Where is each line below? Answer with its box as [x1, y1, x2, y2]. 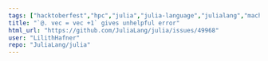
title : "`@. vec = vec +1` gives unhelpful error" [8, 19, 180, 27]
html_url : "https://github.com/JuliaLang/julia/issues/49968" [8, 26, 219, 34]
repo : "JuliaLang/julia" [8, 41, 91, 49]
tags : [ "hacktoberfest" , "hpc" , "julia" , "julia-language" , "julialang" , [8, 11, 245, 20]
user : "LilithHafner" [8, 33, 81, 42]
